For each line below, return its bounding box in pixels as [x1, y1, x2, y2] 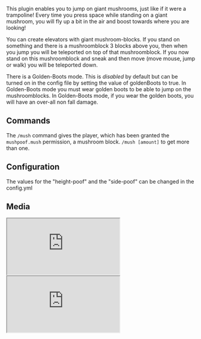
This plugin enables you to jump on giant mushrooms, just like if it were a [6, 5, 187, 12]
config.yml [6, 184, 33, 191]
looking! [6, 24, 26, 31]
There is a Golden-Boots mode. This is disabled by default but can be [6, 73, 178, 80]
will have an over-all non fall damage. [6, 98, 98, 106]
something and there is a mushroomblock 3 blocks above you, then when [6, 42, 188, 49]
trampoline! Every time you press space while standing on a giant [6, 11, 168, 19]
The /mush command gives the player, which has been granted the [6, 131, 170, 139]
